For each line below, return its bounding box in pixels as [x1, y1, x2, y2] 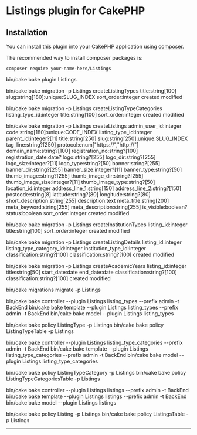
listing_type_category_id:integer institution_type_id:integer [6, 245, 147, 252]
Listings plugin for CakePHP [6, 4, 145, 18]
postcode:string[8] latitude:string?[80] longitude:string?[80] [6, 191, 151, 198]
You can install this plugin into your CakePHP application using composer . [6, 43, 185, 50]
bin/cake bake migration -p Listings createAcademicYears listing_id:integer [6, 263, 187, 269]
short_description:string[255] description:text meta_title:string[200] [6, 198, 169, 204]
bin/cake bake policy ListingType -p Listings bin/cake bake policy [6, 321, 164, 328]
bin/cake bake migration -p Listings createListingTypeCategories [6, 105, 162, 112]
